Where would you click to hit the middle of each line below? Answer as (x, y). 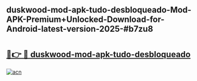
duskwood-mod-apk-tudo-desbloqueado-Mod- (99, 10)
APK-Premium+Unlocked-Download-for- (85, 20)
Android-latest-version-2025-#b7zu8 (80, 29)
